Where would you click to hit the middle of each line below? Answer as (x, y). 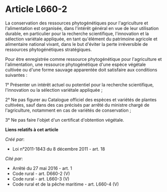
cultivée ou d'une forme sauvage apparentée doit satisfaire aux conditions (81, 70)
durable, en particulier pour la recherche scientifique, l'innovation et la (77, 33)
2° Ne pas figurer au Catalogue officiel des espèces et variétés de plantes (81, 99)
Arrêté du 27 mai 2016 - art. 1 (42, 168)
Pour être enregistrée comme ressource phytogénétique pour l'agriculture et (83, 59)
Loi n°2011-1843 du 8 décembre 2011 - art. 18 (59, 149)
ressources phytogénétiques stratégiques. (48, 49)
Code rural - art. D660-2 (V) (41, 174)
